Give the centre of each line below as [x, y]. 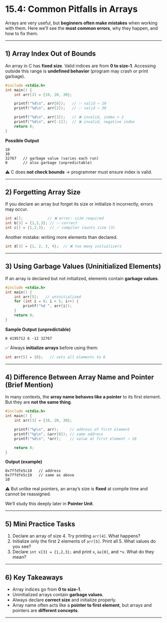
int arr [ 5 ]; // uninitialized [47, 297]
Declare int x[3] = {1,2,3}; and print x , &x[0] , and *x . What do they [83, 552]
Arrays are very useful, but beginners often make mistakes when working [81, 23]
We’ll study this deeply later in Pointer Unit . [50, 504]
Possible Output [22, 141]
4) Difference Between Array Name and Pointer [80, 377]
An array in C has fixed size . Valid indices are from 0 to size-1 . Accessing [81, 66]
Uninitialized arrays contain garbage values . [58, 595]
